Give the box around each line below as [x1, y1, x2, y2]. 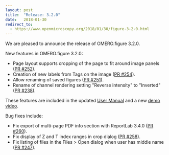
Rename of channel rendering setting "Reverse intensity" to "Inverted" [12, 82, 161, 88]
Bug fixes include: [5, 113, 43, 119]
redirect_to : [5, 21, 33, 27]
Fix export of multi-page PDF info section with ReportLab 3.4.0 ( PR [12, 123, 154, 129]
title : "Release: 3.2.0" [5, 12, 60, 17]
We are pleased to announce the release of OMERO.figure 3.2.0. [5, 40, 140, 47]
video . [5, 103, 19, 109]
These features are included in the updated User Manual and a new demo [5, 98, 160, 104]
